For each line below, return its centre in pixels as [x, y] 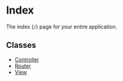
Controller [27, 59]
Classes [21, 45]
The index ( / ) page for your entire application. [62, 27]
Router [23, 66]
